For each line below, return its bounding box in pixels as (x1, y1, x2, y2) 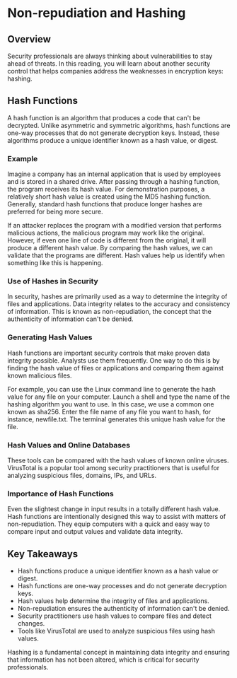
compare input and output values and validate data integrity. (7, 527, 183, 536)
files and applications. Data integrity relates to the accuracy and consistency (7, 300, 231, 308)
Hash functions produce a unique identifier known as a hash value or (17, 567, 219, 575)
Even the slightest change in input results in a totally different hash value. (7, 505, 221, 513)
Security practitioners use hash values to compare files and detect (17, 612, 212, 620)
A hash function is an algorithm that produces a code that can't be (7, 113, 200, 122)
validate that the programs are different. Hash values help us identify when (7, 251, 225, 259)
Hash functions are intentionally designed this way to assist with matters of (7, 513, 226, 521)
